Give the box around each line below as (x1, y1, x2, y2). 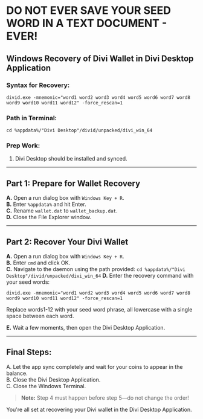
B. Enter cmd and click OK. (6, 259, 71, 266)
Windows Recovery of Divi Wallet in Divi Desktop (6, 53, 194, 63)
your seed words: (6, 278, 50, 286)
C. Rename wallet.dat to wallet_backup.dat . (6, 207, 118, 214)
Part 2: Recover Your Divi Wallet (6, 237, 129, 247)
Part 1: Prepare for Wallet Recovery (6, 178, 141, 188)
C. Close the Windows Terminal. (6, 382, 86, 389)
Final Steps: (6, 347, 52, 357)
